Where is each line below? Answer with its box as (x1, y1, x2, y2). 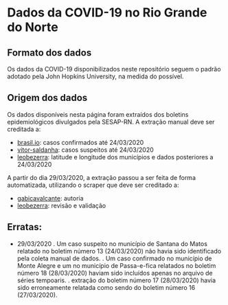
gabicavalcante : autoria (16, 194, 84, 202)
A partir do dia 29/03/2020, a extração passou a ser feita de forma (7, 173, 196, 181)
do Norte (7, 19, 58, 35)
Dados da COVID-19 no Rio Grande (7, 5, 207, 21)
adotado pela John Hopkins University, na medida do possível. (7, 72, 184, 80)
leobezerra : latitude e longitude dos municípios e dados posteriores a (16, 152, 214, 161)
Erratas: (7, 221, 43, 233)
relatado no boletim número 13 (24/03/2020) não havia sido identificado (16, 247, 222, 255)
